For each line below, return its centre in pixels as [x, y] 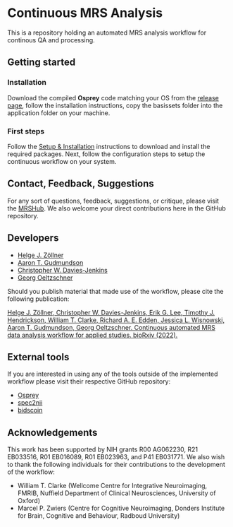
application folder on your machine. [59, 113]
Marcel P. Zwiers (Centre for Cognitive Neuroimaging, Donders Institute [121, 508]
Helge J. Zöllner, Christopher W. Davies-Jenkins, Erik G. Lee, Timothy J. [111, 312]
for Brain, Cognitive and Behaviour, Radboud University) [99, 516]
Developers [33, 238]
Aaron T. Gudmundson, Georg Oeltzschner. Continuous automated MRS [112, 327]
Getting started [42, 63]
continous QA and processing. [51, 40]
